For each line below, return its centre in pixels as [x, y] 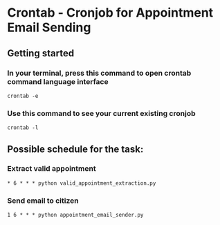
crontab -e [23, 96]
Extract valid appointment [52, 169]
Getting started [41, 53]
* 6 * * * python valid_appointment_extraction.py [82, 183]
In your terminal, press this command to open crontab [99, 73]
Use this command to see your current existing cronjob [101, 113]
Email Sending [49, 27]
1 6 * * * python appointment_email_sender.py [75, 215]
